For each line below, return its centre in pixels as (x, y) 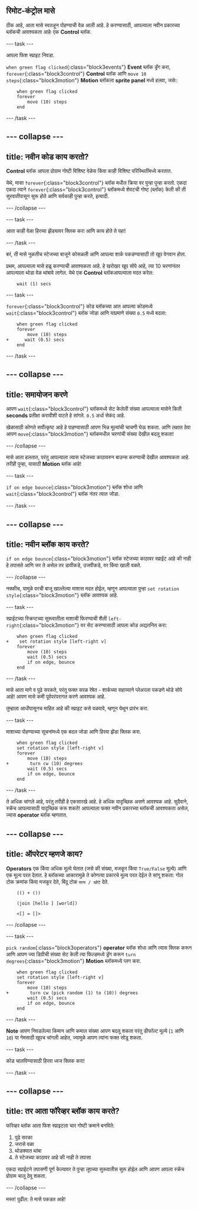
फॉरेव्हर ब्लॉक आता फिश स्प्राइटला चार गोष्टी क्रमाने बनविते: (60, 1126)
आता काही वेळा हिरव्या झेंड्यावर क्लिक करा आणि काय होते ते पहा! (66, 231)
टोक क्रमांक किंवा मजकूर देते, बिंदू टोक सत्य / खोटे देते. (57, 882)
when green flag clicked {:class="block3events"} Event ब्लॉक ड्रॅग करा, (88, 67)
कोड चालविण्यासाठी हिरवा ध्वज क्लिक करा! (46, 1060)
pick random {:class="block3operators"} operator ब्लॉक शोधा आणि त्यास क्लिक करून (99, 947)
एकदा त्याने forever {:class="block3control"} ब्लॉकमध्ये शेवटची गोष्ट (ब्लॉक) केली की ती (96, 189)
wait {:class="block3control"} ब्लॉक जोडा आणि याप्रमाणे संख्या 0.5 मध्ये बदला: (86, 313)
